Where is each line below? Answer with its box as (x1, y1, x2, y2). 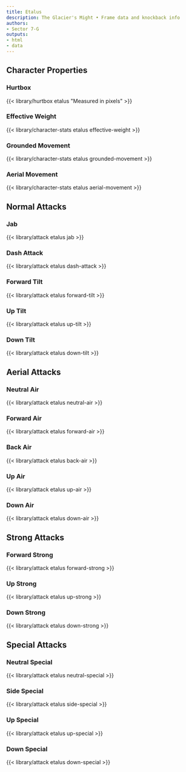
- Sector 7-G (6, 25, 39, 32)
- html (6, 37, 23, 43)
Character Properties (6, 65, 88, 76)
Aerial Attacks (6, 367, 61, 377)
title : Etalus (6, 8, 42, 15)
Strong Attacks (6, 532, 65, 543)
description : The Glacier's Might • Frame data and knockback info (6, 15, 181, 21)
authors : (6, 20, 28, 26)
